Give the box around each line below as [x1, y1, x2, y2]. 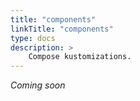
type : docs [10, 33, 56, 43]
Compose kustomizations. [28, 52, 132, 62]
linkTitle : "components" [10, 24, 114, 34]
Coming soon [10, 79, 66, 91]
